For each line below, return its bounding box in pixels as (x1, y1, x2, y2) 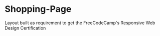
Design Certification (5, 25, 46, 31)
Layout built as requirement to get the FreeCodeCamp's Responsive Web (5, 20, 155, 26)
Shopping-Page (5, 3, 72, 15)
